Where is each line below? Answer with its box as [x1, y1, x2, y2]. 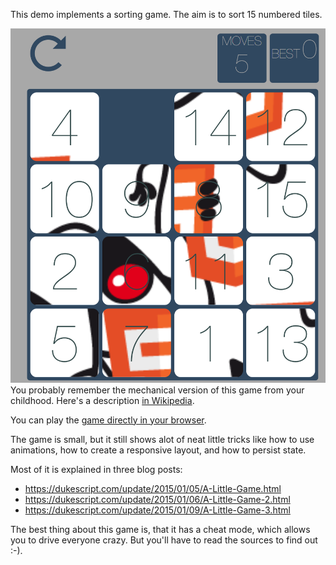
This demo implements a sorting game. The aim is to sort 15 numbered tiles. [10, 9, 323, 20]
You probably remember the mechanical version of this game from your [10, 384, 305, 396]
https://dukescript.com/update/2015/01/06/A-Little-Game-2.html [24, 493, 291, 505]
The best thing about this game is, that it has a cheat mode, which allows [10, 523, 311, 535]
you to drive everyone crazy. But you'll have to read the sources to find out [10, 534, 318, 546]
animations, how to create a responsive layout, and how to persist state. [10, 444, 307, 456]
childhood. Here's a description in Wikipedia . [10, 394, 195, 406]
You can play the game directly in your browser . [10, 414, 207, 426]
